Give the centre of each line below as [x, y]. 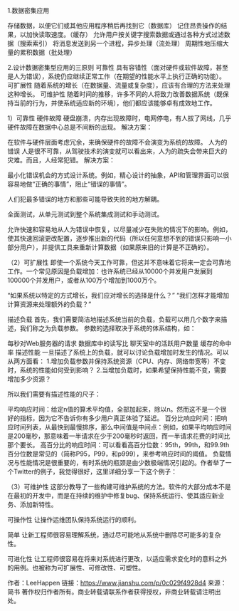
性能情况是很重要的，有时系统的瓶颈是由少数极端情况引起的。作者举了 [122, 463]
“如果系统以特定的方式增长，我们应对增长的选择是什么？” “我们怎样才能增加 [118, 295]
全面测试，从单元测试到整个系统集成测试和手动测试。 [85, 214]
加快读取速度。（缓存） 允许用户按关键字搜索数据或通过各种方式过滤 [125, 35]
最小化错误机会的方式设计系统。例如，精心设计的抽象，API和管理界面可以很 [118, 175]
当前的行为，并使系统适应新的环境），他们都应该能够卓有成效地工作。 [115, 103]
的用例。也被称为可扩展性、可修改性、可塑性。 [76, 568]
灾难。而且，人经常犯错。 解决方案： [61, 160]
